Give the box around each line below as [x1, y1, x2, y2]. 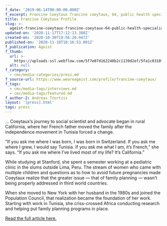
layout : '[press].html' [5, 100, 55, 105]
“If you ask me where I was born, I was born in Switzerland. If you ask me [5, 139, 156, 145]
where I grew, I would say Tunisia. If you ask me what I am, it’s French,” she [5, 144, 159, 150]
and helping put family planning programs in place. [5, 206, 109, 212]
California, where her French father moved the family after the [5, 124, 132, 130]
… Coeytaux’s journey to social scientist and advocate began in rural [5, 118, 145, 124]
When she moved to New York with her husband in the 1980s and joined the [5, 190, 161, 196]
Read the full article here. [5, 216, 57, 221]
